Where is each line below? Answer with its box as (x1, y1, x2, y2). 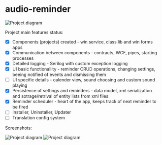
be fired (12, 104, 29, 110)
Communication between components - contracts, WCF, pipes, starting (12, 50, 158, 55)
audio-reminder (5, 3, 71, 15)
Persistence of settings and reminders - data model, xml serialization (12, 88, 152, 94)
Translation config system (12, 115, 65, 121)
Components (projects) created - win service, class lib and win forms (12, 38, 153, 45)
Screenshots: (5, 125, 32, 131)
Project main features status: (5, 29, 64, 35)
